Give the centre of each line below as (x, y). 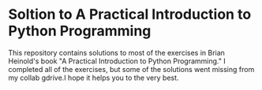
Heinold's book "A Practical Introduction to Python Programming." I (117, 61)
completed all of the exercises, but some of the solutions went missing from (131, 69)
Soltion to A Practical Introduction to (130, 14)
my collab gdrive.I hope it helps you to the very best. (94, 77)
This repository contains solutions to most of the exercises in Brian (116, 52)
